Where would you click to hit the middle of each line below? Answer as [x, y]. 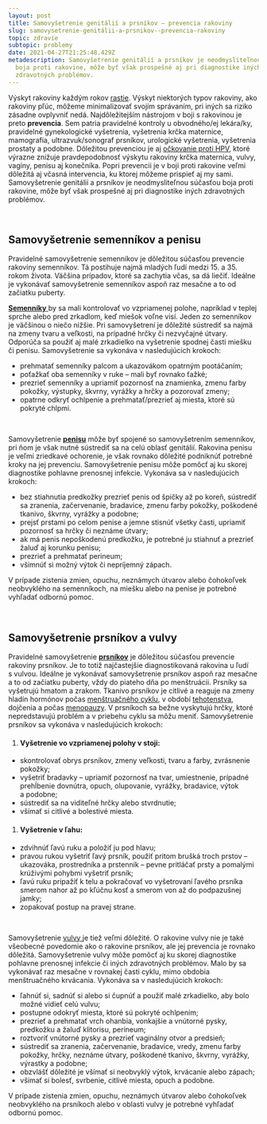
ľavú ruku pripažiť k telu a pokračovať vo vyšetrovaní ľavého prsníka [131, 881]
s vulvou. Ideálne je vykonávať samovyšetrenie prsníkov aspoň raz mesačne [133, 674]
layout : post [30, 16]
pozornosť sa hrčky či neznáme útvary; [84, 531]
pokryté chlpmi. [45, 408]
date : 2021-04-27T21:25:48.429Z [62, 53]
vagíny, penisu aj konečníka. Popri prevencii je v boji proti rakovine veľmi [127, 165]
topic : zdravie [33, 38]
